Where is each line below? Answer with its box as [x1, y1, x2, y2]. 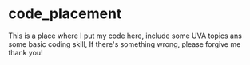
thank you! [8, 48, 43, 57]
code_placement [8, 5, 122, 23]
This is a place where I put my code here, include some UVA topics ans [8, 31, 242, 40]
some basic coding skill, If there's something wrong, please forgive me [8, 39, 241, 48]
